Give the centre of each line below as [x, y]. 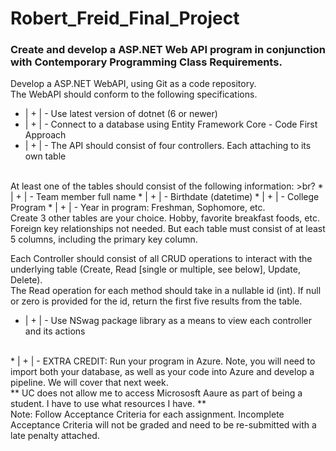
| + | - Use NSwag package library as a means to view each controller [168, 321]
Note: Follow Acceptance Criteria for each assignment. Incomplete [147, 414]
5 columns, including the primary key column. [104, 239]
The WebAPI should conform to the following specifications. [134, 94]
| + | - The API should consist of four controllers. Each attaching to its [168, 146]
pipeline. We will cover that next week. [89, 383]
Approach [45, 135]
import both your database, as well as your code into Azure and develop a [162, 372]
